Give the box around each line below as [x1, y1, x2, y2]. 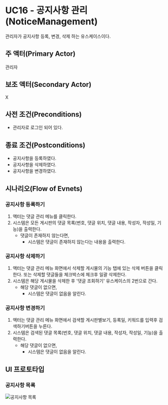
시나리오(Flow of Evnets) [5, 184, 83, 193]
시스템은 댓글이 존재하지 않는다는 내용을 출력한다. [27, 238, 126, 244]
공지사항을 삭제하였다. [12, 162, 57, 168]
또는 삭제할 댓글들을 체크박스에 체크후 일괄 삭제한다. [23, 271, 127, 277]
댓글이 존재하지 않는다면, [20, 232, 70, 238]
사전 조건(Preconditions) [5, 110, 82, 118]
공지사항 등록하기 [5, 201, 45, 208]
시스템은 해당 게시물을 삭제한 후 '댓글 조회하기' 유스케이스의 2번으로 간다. [12, 278, 158, 284]
